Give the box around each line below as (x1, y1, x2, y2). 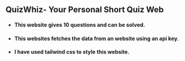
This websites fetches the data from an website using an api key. (14, 35, 179, 42)
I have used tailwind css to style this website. (14, 49, 130, 56)
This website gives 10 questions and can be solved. (14, 21, 145, 28)
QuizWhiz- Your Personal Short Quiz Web (5, 5, 164, 15)
